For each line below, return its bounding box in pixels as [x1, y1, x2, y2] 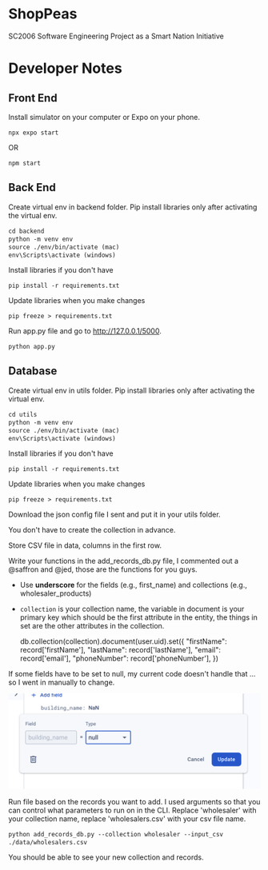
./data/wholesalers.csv [8, 838, 88, 846]
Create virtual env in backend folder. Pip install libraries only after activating [8, 202, 258, 212]
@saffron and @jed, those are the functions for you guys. [8, 565, 198, 574]
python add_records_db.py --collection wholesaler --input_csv [8, 830, 224, 838]
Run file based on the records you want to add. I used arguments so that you [8, 796, 261, 806]
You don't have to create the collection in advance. [8, 525, 176, 534]
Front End [8, 91, 58, 105]
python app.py [8, 342, 56, 350]
